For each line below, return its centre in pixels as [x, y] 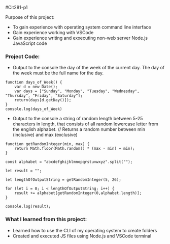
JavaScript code [30, 43]
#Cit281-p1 [16, 7]
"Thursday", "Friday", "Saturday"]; [44, 96]
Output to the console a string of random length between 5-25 [78, 119]
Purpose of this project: [30, 17]
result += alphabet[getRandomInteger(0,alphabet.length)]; [78, 193]
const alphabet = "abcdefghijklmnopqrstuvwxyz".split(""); [69, 162]
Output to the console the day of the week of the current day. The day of [89, 68]
